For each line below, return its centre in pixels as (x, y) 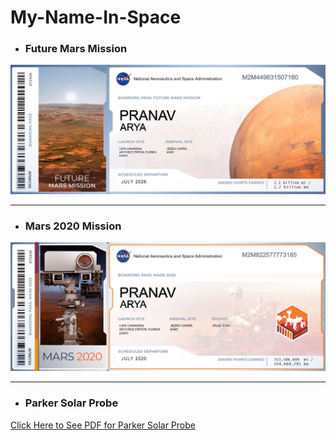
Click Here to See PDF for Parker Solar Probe (103, 425)
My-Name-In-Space (96, 17)
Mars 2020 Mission (73, 226)
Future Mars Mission (76, 49)
